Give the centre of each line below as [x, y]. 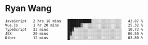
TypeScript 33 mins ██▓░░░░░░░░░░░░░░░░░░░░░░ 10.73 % [74, 29]
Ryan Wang [28, 8]
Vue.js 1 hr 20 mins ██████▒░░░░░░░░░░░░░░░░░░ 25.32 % [74, 25]
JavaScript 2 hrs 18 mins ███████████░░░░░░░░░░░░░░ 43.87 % [74, 21]
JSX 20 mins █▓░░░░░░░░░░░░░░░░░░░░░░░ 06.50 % [74, 34]
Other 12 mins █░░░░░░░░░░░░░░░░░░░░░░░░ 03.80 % [74, 38]
